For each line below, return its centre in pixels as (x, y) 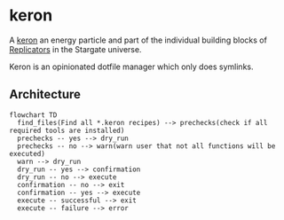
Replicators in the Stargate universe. (75, 49)
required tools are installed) (67, 130)
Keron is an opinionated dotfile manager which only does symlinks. (131, 67)
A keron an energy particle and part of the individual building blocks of (138, 40)
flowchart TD (33, 115)
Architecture (45, 94)
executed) (28, 153)
